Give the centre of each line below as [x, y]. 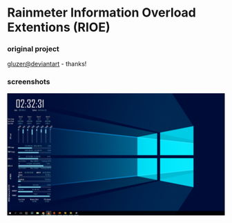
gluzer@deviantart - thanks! [47, 64]
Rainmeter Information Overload [102, 13]
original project [33, 49]
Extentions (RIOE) [59, 27]
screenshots [29, 82]
